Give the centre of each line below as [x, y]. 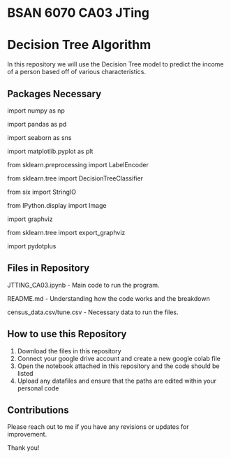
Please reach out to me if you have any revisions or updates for [98, 427]
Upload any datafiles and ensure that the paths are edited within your [117, 381]
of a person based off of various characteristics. [77, 72]
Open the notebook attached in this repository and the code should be [118, 366]
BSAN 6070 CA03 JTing [79, 13]
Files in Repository [49, 268]
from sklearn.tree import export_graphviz [66, 232]
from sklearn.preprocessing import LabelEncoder [78, 164]
